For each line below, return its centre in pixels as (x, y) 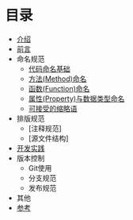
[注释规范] (45, 128)
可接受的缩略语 (53, 108)
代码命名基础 (49, 68)
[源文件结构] (48, 138)
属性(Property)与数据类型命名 (76, 98)
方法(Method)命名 (57, 79)
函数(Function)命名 (59, 88)
